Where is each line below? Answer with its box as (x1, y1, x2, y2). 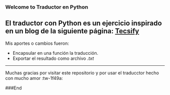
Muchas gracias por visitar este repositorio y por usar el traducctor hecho (5, 69, 159, 76)
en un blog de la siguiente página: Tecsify (5, 27, 139, 36)
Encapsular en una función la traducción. (12, 50, 99, 56)
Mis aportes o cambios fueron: (5, 40, 69, 46)
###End (5, 84, 22, 91)
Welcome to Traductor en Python (5, 4, 89, 11)
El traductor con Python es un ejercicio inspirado (5, 19, 162, 28)
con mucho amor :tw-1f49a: (5, 75, 63, 81)
